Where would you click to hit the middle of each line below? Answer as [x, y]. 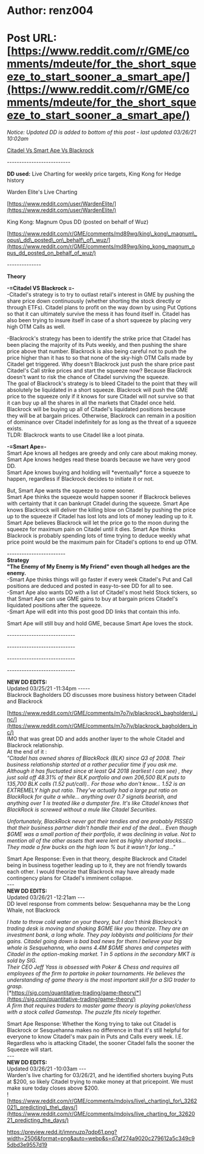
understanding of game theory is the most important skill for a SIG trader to [101, 980]
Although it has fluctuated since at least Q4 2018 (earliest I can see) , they [100, 771]
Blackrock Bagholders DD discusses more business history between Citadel [101, 695]
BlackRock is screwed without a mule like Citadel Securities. [82, 809]
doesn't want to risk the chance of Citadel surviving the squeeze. [88, 377]
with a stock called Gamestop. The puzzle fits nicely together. [84, 1012]
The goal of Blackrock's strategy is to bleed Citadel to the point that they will [102, 384]
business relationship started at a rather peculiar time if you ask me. [92, 765]
